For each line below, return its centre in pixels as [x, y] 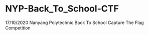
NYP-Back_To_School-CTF [62, 9]
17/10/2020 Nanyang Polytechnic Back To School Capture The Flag [74, 22]
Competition [18, 27]
